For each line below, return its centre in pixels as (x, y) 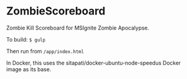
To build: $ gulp (26, 39)
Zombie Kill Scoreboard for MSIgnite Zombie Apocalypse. (78, 28)
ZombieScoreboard (56, 11)
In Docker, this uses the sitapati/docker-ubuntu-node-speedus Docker (93, 63)
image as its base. (29, 69)
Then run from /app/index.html (45, 51)
